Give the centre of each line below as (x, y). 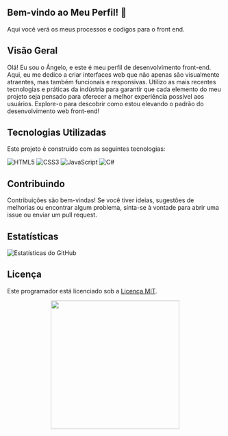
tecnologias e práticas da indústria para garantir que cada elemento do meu (114, 89)
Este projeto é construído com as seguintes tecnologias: (86, 149)
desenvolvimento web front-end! (53, 111)
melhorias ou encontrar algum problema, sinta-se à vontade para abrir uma (113, 208)
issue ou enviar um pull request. (52, 215)
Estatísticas (33, 236)
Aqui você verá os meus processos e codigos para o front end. (96, 29)
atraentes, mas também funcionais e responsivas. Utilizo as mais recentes (112, 82)
